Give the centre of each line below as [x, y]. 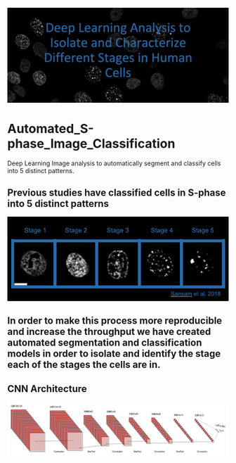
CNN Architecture [47, 389]
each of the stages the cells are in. [84, 365]
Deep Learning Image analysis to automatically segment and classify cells [114, 163]
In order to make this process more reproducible [115, 321]
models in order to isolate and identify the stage [114, 354]
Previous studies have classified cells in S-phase [117, 192]
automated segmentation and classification [105, 343]
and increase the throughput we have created [109, 332]
